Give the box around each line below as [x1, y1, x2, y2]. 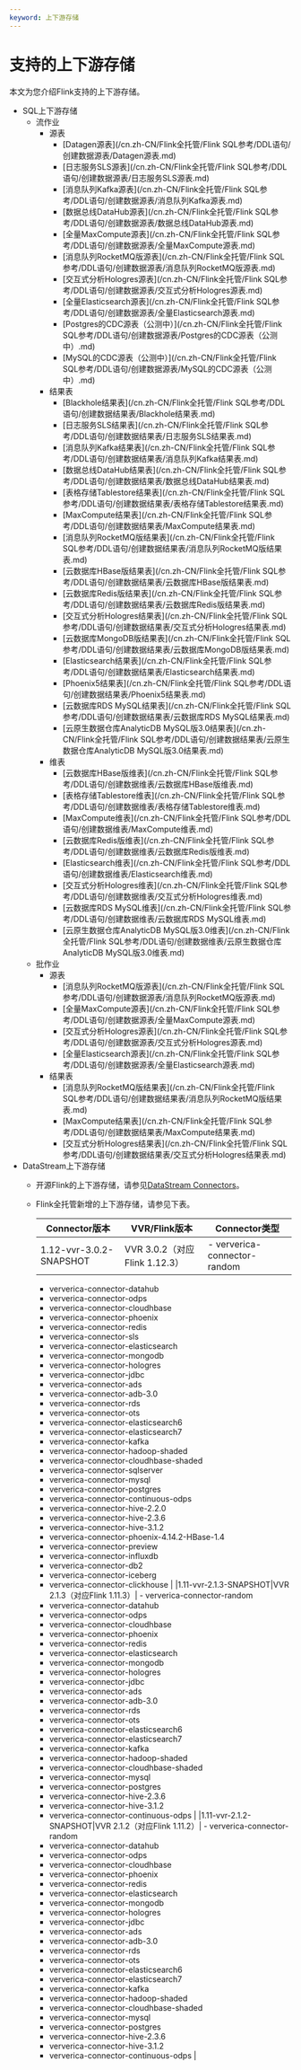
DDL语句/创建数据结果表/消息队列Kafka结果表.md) [73, 453, 259, 463]
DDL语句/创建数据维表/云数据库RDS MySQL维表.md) [73, 913, 267, 924]
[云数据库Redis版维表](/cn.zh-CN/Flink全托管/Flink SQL [62, 834, 267, 845]
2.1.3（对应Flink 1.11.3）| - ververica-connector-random [48, 1590, 254, 1600]
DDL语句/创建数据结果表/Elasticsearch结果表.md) [73, 666, 255, 677]
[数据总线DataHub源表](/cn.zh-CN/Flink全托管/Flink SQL [62, 206, 271, 216]
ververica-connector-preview [48, 1541, 159, 1552]
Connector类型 [214, 1222, 280, 1235]
